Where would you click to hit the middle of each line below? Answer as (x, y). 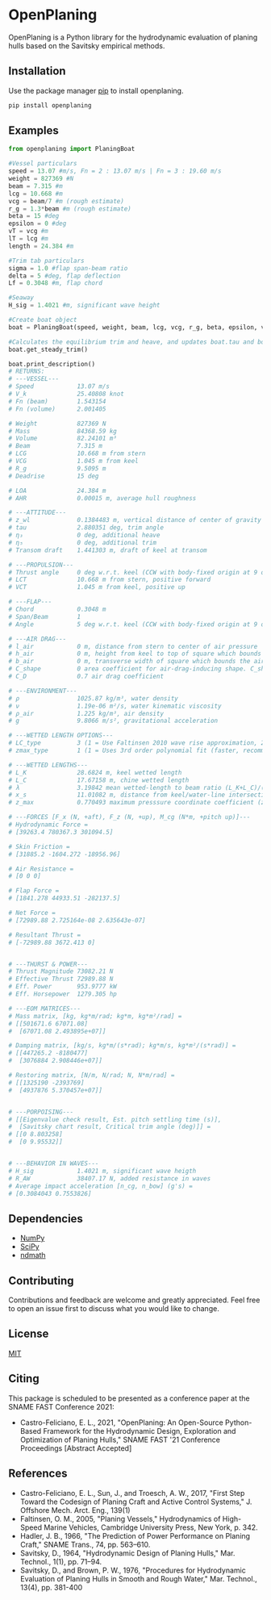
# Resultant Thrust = (45, 935)
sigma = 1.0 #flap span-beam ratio (68, 268)
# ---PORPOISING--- (41, 1112)
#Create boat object (43, 320)
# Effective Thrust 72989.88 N (61, 979)
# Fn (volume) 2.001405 (57, 409)
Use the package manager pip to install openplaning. (96, 90)
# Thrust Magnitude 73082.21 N (61, 971)
